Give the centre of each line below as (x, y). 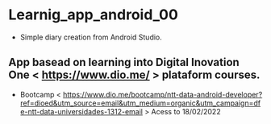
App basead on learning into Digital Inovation (124, 62)
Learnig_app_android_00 (94, 15)
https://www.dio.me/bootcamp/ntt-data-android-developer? (163, 94)
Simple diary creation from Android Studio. (91, 37)
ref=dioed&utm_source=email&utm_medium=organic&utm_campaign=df (140, 103)
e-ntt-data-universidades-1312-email (81, 111)
